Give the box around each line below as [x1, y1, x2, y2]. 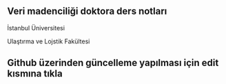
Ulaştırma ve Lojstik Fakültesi [7, 37, 90, 45]
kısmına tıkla [7, 68, 63, 80]
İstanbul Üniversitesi [7, 23, 65, 32]
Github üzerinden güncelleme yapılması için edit [7, 57, 219, 69]
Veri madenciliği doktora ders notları [7, 6, 167, 17]
